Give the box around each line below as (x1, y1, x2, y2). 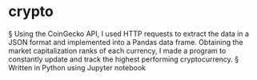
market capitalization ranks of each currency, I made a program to (8, 46, 227, 55)
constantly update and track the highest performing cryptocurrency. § (8, 54, 239, 64)
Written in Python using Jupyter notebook (8, 62, 147, 72)
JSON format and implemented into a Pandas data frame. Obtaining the (8, 37, 244, 46)
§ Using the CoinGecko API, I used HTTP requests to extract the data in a (8, 29, 250, 38)
